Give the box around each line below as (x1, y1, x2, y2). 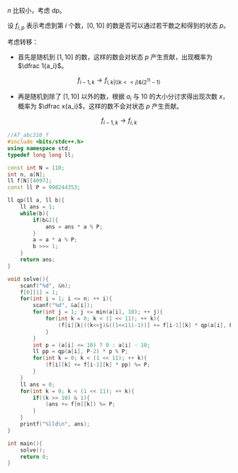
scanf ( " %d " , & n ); (20, 282, 72, 289)
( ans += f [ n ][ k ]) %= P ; (45, 401, 115, 408)
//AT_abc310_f (7, 132, 50, 139)
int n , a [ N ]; (7, 171, 46, 178)
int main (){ (7, 440, 42, 447)
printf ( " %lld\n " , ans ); (20, 421, 91, 428)
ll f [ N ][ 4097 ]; (7, 177, 52, 184)
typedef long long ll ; (7, 151, 74, 158)
